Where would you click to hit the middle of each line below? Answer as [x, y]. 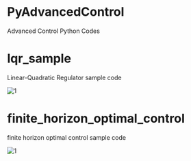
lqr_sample [39, 59]
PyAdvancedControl [66, 12]
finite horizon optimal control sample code [67, 137]
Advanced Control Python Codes [54, 31]
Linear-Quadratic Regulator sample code [64, 77]
